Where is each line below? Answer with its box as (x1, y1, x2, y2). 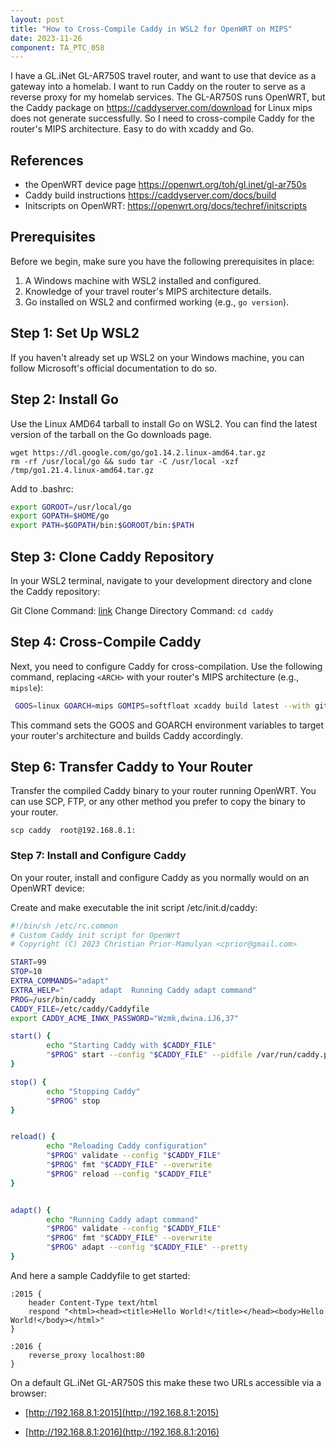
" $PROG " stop (46, 1096, 101, 1106)
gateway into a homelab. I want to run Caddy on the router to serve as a (10, 81, 306, 93)
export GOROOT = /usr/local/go (10, 502, 132, 512)
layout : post (10, 14, 65, 25)
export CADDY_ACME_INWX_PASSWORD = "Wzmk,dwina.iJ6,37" (10, 1013, 240, 1023)
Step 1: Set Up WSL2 (10, 325, 140, 342)
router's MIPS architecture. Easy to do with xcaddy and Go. (10, 123, 255, 135)
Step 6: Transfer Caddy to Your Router (10, 759, 253, 776)
